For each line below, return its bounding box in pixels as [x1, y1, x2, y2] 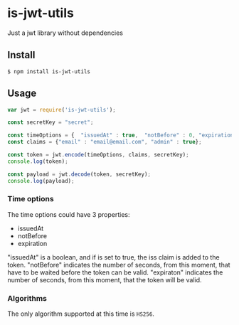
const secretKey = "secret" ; [7, 119, 94, 126]
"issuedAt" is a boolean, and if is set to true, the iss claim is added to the [7, 252, 220, 261]
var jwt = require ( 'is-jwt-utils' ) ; [7, 106, 116, 113]
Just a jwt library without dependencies [7, 28, 123, 37]
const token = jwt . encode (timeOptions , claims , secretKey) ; [7, 151, 190, 159]
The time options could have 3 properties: [7, 210, 130, 218]
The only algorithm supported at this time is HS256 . [7, 309, 155, 318]
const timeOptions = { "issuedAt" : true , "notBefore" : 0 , [7, 132, 196, 139]
